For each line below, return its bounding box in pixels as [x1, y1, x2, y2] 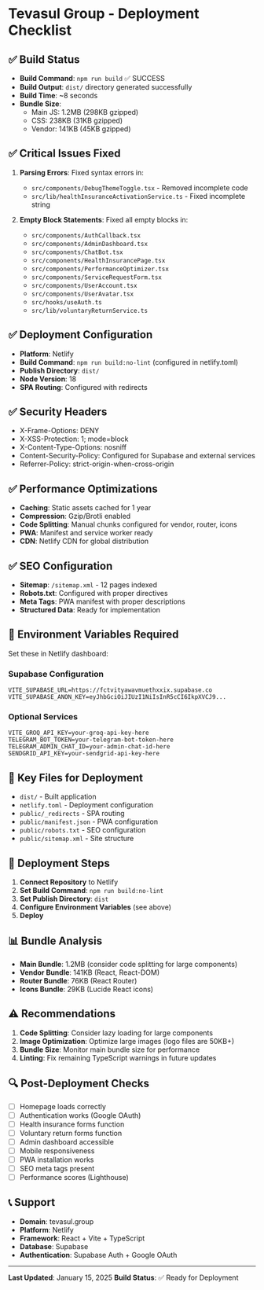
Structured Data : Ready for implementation [19, 605, 161, 615]
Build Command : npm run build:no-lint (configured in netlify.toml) [19, 357, 239, 366]
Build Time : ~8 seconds [19, 91, 98, 100]
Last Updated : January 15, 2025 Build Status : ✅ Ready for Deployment [8, 1273, 239, 1282]
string [31, 200, 51, 209]
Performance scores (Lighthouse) [19, 1173, 130, 1182]
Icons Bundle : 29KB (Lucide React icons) [19, 984, 154, 994]
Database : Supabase [19, 1241, 89, 1251]
